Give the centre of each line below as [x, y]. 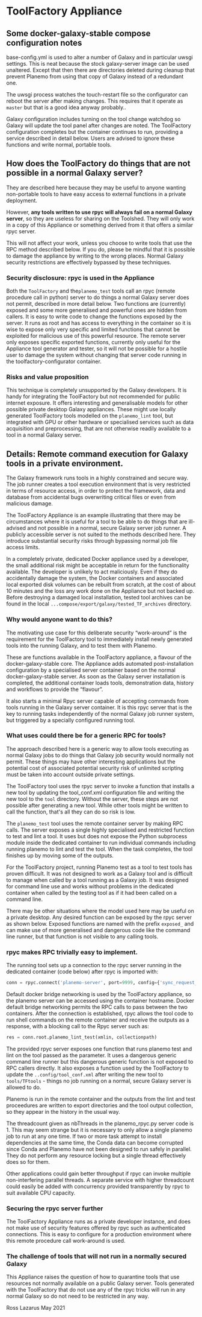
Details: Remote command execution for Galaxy [97, 454]
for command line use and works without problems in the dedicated [90, 886]
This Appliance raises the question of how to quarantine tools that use [93, 1277]
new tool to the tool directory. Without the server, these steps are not [92, 799]
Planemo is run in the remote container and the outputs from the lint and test [101, 1099]
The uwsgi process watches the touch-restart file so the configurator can [97, 94]
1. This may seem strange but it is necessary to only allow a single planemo [99, 1129]
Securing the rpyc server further [55, 1208]
